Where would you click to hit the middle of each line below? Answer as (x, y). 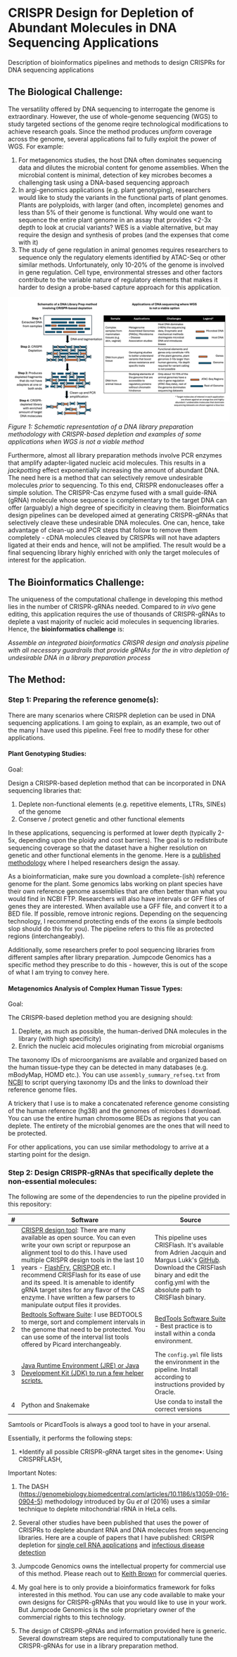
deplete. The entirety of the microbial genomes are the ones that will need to (119, 1126)
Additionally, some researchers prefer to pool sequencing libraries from (111, 950)
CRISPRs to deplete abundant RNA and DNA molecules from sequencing (123, 1530)
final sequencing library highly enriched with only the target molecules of (114, 553)
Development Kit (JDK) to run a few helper (83, 1373)
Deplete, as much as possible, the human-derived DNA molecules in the (122, 1031)
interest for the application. (47, 560)
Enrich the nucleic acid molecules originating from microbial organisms (121, 1046)
